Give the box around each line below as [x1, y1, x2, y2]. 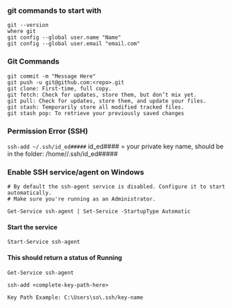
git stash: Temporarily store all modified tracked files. [7, 103, 185, 111]
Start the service [7, 223, 58, 231]
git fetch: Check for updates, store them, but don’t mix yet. [7, 91, 197, 98]
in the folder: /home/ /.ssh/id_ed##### [7, 149, 118, 158]
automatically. [7, 189, 52, 196]
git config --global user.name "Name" [7, 34, 121, 41]
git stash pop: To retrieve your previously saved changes [7, 109, 185, 117]
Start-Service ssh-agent [7, 239, 80, 246]
